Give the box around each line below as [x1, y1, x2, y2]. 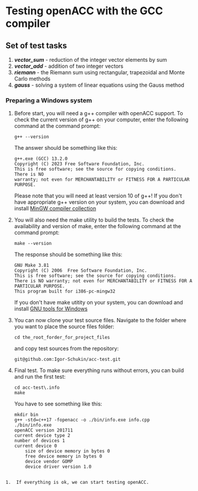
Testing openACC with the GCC [5, 4, 164, 18]
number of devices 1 [14, 438, 65, 444]
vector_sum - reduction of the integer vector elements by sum [14, 56, 167, 63]
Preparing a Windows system [5, 96, 92, 105]
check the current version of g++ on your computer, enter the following [14, 116, 189, 123]
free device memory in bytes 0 [25, 454, 103, 459]
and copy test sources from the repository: [14, 345, 119, 352]
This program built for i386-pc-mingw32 [14, 288, 116, 295]
